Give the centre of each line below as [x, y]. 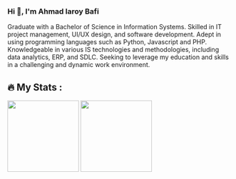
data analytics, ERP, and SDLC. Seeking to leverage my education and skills [118, 57]
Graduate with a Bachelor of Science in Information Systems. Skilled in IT [115, 27]
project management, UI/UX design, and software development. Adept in [114, 34]
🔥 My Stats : [35, 87]
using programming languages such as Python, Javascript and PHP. [107, 42]
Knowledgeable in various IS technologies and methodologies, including [113, 50]
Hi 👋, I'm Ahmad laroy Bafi [53, 11]
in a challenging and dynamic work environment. [79, 65]
